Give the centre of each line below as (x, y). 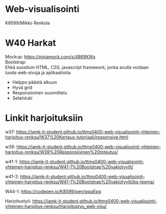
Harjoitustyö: (18, 201)
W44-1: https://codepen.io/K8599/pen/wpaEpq (53, 191)
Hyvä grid (22, 87)
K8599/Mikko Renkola (28, 23)
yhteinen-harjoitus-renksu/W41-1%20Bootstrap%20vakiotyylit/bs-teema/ (80, 182)
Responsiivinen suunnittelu (40, 92)
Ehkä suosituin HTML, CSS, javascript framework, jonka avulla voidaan (77, 67)
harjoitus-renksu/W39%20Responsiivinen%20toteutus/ (62, 152)
